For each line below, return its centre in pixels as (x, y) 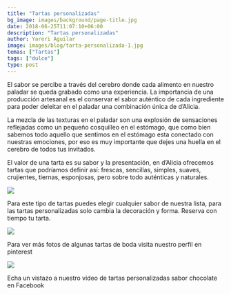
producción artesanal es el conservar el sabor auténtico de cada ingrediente (115, 99)
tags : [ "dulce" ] (30, 59)
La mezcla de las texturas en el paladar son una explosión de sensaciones (112, 120)
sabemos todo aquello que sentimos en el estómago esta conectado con (110, 134)
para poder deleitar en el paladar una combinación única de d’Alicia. (103, 106)
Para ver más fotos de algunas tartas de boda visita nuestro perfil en (104, 244)
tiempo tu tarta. (29, 218)
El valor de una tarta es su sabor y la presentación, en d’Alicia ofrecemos (110, 162)
